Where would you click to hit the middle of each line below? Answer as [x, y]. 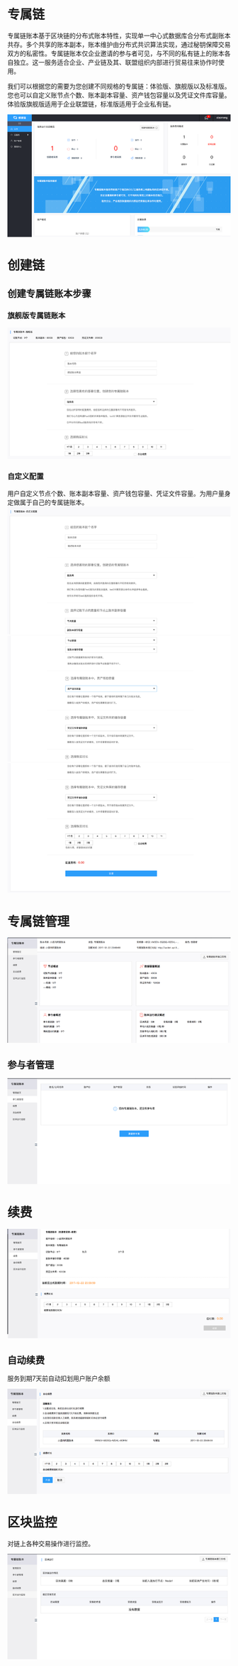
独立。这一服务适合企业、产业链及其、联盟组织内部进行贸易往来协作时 [115, 62]
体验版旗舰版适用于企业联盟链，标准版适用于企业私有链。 [91, 104]
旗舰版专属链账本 [36, 315]
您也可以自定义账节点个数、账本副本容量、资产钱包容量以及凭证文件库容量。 [119, 95]
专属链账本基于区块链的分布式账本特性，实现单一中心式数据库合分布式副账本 [119, 36]
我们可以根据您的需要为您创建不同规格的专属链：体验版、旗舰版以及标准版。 [119, 86]
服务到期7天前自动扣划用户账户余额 [59, 1378]
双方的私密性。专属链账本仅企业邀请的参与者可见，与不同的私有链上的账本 [116, 53]
